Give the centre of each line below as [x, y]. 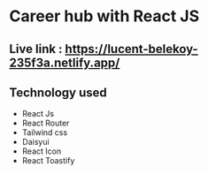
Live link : [36, 49]
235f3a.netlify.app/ [65, 62]
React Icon [42, 151]
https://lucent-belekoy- [132, 49]
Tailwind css [45, 132]
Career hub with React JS [104, 16]
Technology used [58, 92]
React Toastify [48, 161]
